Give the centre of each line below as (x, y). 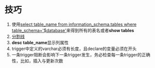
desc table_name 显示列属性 (40, 42)
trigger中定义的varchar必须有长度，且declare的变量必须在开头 (74, 49)
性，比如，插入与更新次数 (37, 61)
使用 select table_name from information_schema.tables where (74, 24)
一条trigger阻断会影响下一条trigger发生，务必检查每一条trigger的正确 (81, 54)
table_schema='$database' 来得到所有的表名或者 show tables (73, 30)
